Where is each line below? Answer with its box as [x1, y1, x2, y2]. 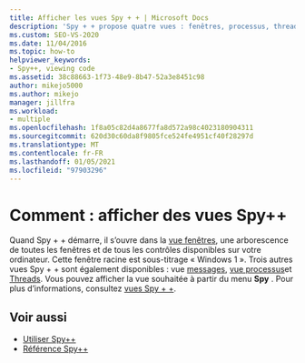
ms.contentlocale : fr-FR [9, 148, 103, 157]
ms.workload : [9, 106, 59, 116]
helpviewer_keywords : [9, 55, 92, 65]
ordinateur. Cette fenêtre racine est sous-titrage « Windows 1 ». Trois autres [9, 254, 293, 265]
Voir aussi [9, 309, 67, 325]
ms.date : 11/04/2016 [9, 38, 88, 48]
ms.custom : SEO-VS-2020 [9, 30, 100, 39]
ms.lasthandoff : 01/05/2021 [9, 156, 116, 166]
